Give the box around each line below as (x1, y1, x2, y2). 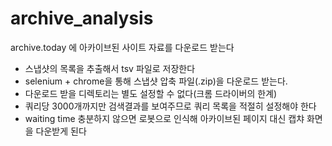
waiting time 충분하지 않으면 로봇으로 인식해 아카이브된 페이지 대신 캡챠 (24, 112, 305, 124)
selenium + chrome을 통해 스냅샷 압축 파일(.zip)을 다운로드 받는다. (24, 75, 288, 87)
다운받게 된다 (35, 125, 87, 137)
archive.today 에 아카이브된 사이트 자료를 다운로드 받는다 (10, 41, 235, 53)
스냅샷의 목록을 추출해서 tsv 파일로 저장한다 (24, 62, 196, 74)
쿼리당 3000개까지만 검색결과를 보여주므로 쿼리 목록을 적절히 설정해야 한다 (24, 100, 317, 112)
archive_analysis (10, 7, 154, 30)
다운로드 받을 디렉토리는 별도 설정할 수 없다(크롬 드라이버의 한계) (24, 87, 278, 99)
